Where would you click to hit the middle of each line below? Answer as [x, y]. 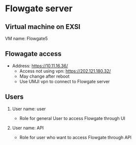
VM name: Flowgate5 [26, 38]
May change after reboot [45, 76]
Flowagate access [33, 54]
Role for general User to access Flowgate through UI [72, 118]
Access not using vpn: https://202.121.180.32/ [65, 71]
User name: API [28, 128]
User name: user [29, 109]
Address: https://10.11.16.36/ [40, 66]
